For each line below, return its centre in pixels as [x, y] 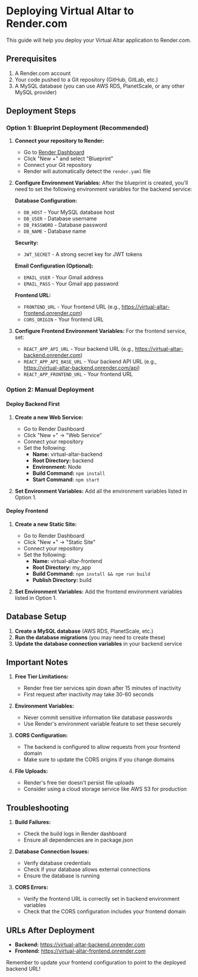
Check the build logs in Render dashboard [75, 834]
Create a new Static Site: [46, 524]
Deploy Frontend [27, 511]
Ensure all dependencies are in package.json [78, 840]
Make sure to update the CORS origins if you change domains [99, 760]
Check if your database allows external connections [87, 869]
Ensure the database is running [62, 876]
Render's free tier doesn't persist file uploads [79, 783]
